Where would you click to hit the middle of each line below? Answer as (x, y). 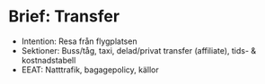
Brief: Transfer (64, 17)
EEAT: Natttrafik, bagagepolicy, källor (90, 70)
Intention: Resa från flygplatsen (79, 41)
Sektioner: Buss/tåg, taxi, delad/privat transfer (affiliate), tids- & (139, 50)
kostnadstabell (49, 60)
